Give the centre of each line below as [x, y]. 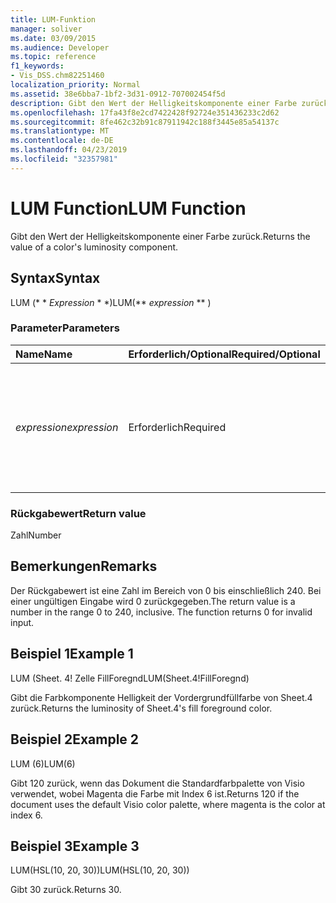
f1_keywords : [37, 66]
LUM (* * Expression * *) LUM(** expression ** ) [111, 302]
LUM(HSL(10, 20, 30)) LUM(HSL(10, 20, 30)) [100, 870]
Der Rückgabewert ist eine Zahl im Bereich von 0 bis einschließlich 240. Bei [166, 590]
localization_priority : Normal [75, 85]
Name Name [44, 354]
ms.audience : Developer [60, 47]
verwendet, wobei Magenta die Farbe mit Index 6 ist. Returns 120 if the [155, 793]
